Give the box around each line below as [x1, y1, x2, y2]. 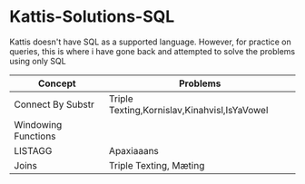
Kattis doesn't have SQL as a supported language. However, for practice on [9, 36, 292, 47]
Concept [37, 77, 76, 90]
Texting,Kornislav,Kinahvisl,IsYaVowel [108, 103, 269, 116]
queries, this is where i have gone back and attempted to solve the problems [9, 45, 296, 56]
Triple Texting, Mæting [108, 159, 205, 171]
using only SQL [9, 55, 66, 66]
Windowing [14, 118, 63, 131]
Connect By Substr [14, 98, 95, 111]
